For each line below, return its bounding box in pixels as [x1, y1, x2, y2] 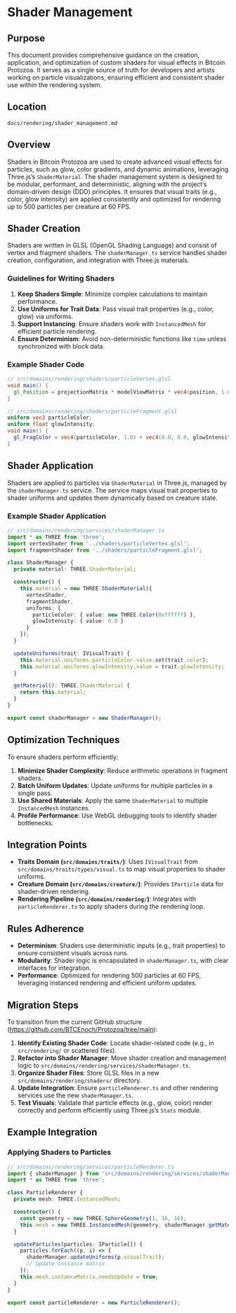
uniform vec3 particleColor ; [7, 414, 93, 422]
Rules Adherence [7, 922, 84, 935]
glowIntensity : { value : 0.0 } [32, 618, 124, 625]
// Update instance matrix [25, 1260, 105, 1267]
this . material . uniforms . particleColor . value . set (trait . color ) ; [20, 656, 209, 664]
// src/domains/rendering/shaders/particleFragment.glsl [7, 408, 178, 415]
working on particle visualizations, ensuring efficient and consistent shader [7, 73, 225, 82]
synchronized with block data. [17, 342, 105, 350]
